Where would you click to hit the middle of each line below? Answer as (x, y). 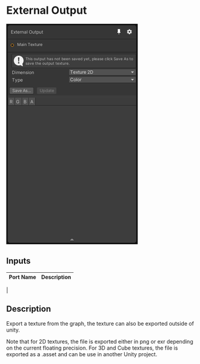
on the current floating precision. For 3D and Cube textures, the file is (92, 348)
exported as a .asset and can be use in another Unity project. (82, 354)
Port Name (23, 277)
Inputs (19, 261)
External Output (47, 10)
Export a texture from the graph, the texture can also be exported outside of (100, 323)
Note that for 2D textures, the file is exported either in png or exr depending (100, 341)
